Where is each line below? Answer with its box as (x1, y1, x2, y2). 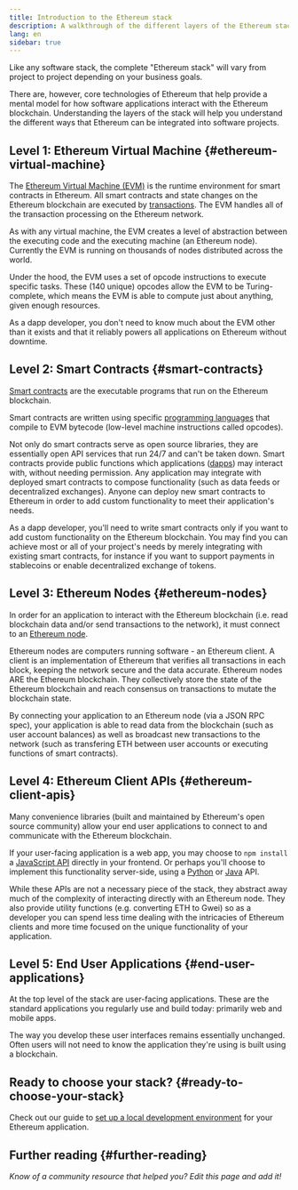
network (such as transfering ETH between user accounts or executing (9, 738, 269, 749)
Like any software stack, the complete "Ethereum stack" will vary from (9, 62, 267, 73)
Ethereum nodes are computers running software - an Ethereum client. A (9, 646, 275, 656)
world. (9, 254, 33, 265)
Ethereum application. (9, 1122, 90, 1132)
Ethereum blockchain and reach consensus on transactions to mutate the (9, 683, 277, 694)
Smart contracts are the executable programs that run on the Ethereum (9, 385, 269, 396)
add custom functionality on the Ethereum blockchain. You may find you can (9, 531, 288, 543)
